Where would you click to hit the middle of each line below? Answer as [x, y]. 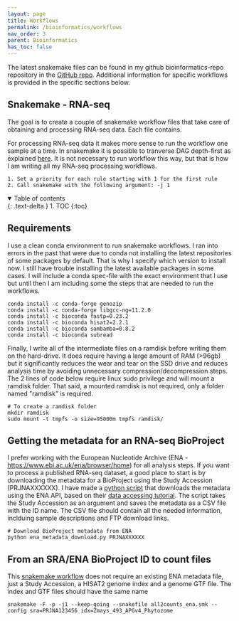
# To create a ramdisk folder [52, 406]
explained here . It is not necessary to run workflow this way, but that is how [118, 158]
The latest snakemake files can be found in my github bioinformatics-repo [116, 67]
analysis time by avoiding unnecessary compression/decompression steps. [117, 371]
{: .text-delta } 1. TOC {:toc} [47, 206]
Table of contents [39, 198]
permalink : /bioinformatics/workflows [65, 27]
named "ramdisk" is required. [51, 393]
